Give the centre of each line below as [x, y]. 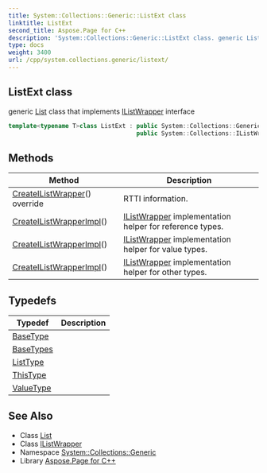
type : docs [26, 45]
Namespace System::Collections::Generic [88, 452]
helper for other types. [165, 273]
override [28, 204]
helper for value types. [165, 250]
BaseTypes [33, 349]
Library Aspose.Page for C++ [68, 460]
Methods [31, 158]
